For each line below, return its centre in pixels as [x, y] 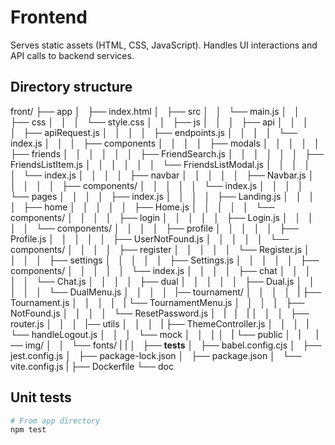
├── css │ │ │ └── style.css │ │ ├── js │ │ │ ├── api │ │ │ [159, 122]
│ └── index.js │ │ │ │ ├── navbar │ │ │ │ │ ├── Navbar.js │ [162, 175]
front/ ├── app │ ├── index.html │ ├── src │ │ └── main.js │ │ [155, 111]
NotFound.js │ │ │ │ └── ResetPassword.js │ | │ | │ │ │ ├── [160, 313]
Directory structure [71, 87]
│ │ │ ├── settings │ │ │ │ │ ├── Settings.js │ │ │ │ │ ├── [165, 260]
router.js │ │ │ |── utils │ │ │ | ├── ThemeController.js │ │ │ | [160, 323]
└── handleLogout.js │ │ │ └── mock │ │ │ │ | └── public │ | [156, 334]
